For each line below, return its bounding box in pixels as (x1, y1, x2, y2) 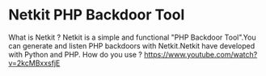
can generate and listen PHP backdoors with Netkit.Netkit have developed (8, 40, 255, 50)
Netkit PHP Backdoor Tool (8, 6, 185, 24)
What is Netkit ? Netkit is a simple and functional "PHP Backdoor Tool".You (8, 32, 256, 42)
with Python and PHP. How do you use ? (8, 49, 143, 59)
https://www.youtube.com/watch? (144, 49, 258, 59)
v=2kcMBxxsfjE (8, 58, 61, 68)
